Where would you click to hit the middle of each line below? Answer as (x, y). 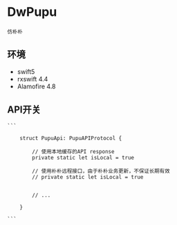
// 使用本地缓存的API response (73, 151)
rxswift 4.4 (32, 79)
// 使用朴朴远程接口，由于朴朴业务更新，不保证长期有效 (101, 171)
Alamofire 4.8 (37, 86)
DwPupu (32, 12)
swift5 (26, 71)
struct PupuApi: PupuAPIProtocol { (71, 138)
